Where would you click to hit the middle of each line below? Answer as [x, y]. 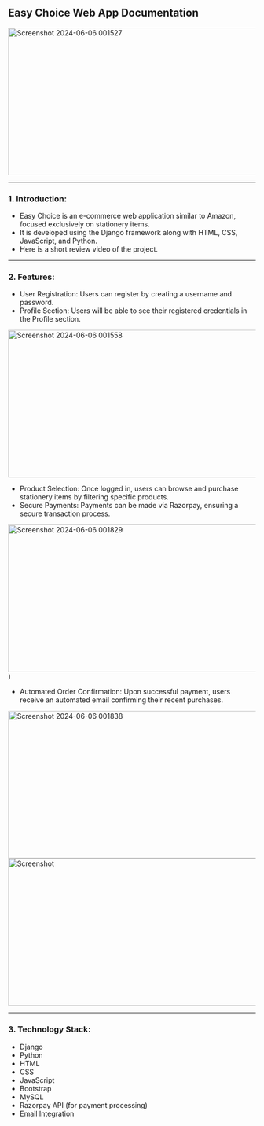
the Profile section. [50, 319]
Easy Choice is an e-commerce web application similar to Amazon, [128, 216]
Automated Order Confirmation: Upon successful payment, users [125, 692]
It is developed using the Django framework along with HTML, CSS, [128, 233]
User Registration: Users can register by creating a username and [126, 294]
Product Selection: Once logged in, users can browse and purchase [129, 489]
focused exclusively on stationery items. [85, 224]
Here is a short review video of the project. [89, 249]
